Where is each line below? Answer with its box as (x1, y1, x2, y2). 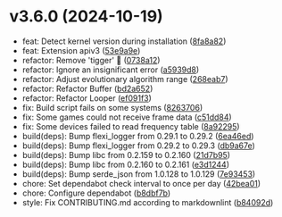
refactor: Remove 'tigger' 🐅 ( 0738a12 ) (21, 54, 161, 65)
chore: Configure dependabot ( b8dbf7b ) (21, 188, 171, 198)
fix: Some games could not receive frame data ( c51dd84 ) (21, 112, 232, 122)
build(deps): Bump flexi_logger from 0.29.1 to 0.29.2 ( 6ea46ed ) (21, 130, 254, 141)
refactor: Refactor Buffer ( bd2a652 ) (21, 83, 153, 94)
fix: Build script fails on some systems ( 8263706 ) (21, 102, 203, 113)
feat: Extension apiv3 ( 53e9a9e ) (21, 45, 141, 55)
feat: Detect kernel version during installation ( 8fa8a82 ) (21, 36, 227, 46)
